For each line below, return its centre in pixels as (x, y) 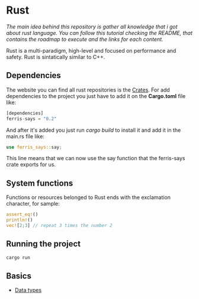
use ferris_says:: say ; (34, 147)
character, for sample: (33, 204)
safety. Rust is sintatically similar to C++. (56, 57)
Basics (19, 276)
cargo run (18, 258)
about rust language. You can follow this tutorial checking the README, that (99, 32)
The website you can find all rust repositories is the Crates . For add (88, 90)
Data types (28, 290)
